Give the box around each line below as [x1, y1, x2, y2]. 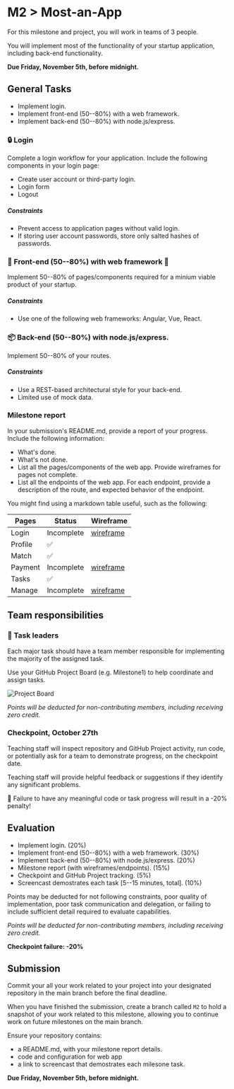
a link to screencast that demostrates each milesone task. [17, 1060, 185, 1068]
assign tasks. [7, 675, 46, 684]
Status [54, 516, 78, 526]
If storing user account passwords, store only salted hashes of [17, 231, 199, 241]
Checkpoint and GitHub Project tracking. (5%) [17, 871, 152, 880]
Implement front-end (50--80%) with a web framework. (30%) [17, 848, 199, 857]
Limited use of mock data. [17, 393, 94, 401]
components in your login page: [7, 161, 100, 170]
